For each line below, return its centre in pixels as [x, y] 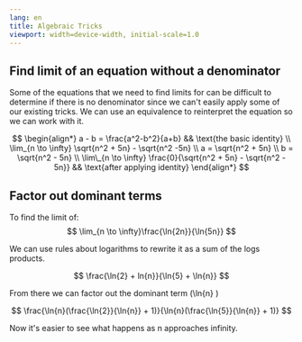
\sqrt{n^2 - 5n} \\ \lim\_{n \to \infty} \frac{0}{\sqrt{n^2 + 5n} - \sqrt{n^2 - [151, 157]
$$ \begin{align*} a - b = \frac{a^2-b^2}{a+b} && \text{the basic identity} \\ [151, 139]
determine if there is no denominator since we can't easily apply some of [145, 102]
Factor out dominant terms [86, 196]
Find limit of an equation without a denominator [145, 71]
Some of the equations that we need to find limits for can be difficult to [141, 93]
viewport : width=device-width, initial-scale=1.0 [105, 34]
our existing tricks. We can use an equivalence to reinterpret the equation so [151, 112]
